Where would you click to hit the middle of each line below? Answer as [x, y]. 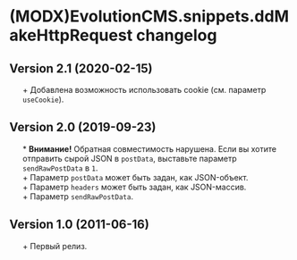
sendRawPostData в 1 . [60, 168]
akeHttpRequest [71, 35]
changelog [176, 35]
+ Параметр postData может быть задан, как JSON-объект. [135, 177]
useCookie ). [43, 99]
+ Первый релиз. [55, 246]
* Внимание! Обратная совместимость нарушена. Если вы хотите [149, 148]
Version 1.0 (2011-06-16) [79, 225]
